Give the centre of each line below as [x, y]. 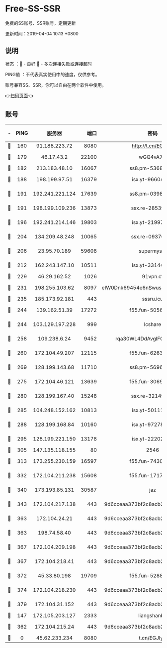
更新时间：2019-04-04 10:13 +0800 [42, 33]
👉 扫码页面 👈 [19, 96]
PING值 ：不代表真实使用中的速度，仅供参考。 [52, 74]
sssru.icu [153, 299]
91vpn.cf [153, 276]
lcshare [153, 324]
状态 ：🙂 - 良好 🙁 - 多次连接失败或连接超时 [48, 64]
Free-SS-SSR [33, 9]
